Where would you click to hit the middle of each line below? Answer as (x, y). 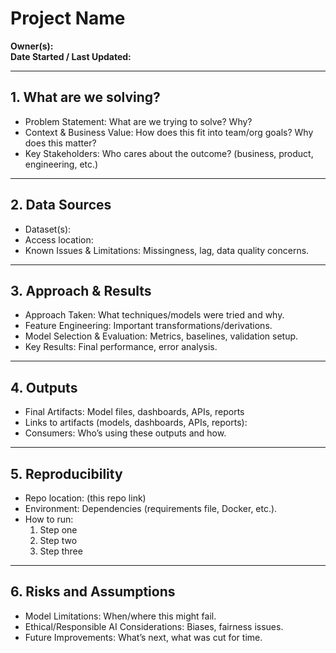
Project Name (68, 18)
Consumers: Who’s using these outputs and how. (125, 433)
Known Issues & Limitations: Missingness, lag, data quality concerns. (167, 250)
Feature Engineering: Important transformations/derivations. (148, 326)
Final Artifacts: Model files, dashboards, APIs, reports (134, 412)
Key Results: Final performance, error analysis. (121, 347)
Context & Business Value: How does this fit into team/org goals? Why (169, 132)
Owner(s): (32, 46)
